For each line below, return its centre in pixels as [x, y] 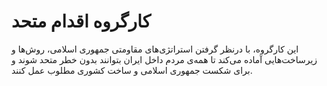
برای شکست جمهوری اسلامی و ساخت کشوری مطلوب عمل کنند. [132, 70]
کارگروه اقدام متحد [81, 21]
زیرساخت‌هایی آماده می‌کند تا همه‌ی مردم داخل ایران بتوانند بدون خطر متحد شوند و [164, 59]
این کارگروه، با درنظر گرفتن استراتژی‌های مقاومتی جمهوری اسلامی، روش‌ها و [155, 49]
